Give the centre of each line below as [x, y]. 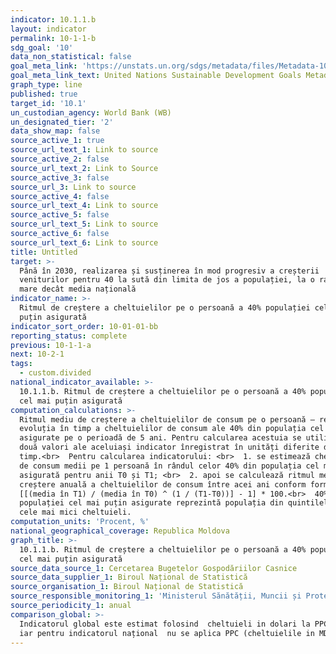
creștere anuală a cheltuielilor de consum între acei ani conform [163, 484]
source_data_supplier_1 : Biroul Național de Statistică [129, 577]
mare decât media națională [78, 289]
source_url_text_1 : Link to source [84, 150]
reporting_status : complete [69, 336]
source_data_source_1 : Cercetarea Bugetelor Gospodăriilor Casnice [154, 568]
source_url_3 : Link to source [73, 187]
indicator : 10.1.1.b [53, 19]
